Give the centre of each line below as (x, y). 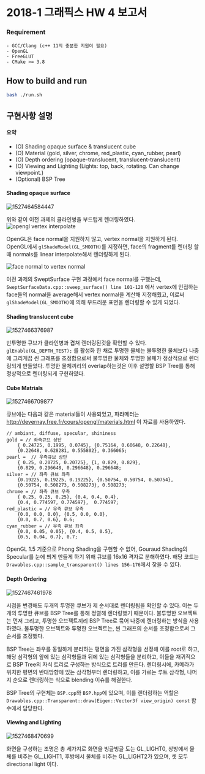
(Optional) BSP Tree (40, 179)
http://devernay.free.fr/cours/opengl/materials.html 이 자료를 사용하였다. (96, 422)
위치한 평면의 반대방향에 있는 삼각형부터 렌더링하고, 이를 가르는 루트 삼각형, (96, 672)
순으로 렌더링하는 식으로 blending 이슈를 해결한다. (73, 680)
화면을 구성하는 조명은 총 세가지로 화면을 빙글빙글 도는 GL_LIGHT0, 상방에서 (97, 748)
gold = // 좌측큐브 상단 (34, 440)
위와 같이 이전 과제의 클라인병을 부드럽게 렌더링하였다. (71, 219)
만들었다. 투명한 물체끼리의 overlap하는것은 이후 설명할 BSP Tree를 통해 (109, 366)
